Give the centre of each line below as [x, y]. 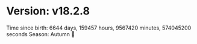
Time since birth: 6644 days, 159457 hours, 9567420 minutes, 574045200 [99, 28]
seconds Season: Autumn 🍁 [41, 34]
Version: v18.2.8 [48, 11]
